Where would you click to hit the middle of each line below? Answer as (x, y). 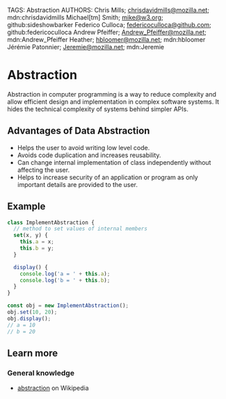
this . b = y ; (37, 249)
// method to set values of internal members (81, 229)
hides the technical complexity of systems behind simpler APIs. (98, 109)
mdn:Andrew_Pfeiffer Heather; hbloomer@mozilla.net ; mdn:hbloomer (106, 40)
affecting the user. (43, 170)
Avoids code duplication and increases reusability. (89, 155)
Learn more (33, 353)
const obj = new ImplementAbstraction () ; (68, 306)
